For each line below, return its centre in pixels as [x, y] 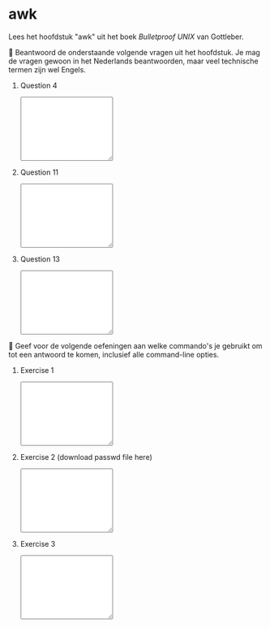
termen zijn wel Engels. [47, 69]
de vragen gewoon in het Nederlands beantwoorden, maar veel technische [133, 61]
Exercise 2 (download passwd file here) [86, 457]
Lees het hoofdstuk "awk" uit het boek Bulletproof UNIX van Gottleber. [126, 37]
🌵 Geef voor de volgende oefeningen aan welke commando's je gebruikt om [135, 345]
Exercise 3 [38, 544]
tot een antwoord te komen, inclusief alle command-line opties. [114, 354]
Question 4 [39, 85]
